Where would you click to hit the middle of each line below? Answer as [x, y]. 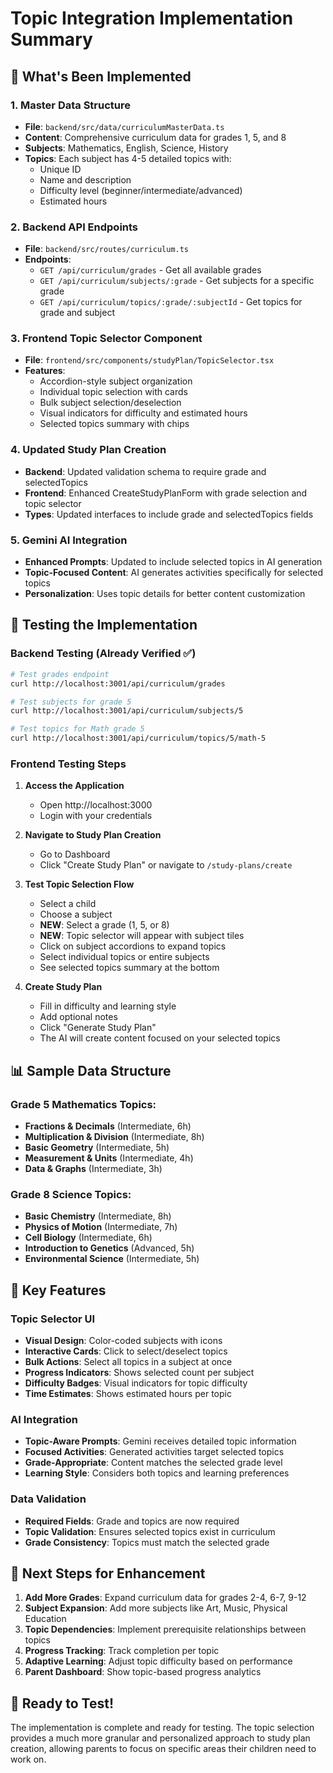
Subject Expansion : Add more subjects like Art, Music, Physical [156, 1608]
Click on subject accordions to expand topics [133, 946]
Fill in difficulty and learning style [108, 1006]
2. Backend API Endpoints [74, 227]
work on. [28, 1759]
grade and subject [77, 313]
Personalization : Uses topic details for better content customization [165, 594]
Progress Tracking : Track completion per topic [122, 1651]
